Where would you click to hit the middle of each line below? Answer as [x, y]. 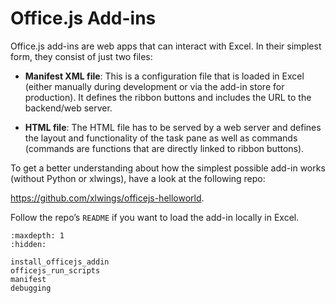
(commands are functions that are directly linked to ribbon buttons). [164, 148]
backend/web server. [68, 108]
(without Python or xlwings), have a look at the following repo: [138, 178]
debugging [31, 288]
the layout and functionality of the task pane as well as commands [161, 138]
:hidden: [28, 244]
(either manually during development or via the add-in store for [154, 86]
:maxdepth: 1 [37, 235]
